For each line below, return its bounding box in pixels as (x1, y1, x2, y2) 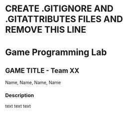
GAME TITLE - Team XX (5, 66, 79, 75)
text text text (5, 103, 31, 109)
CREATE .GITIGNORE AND (5, 3, 114, 14)
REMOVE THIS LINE (5, 24, 86, 35)
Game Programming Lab (5, 47, 107, 58)
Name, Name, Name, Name (5, 80, 61, 86)
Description (5, 92, 34, 99)
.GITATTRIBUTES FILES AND (5, 13, 123, 25)
